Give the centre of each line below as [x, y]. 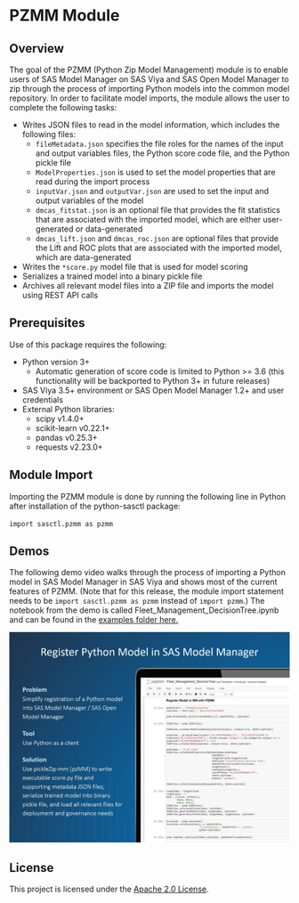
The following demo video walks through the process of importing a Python [148, 573]
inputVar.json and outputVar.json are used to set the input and [152, 191]
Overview [37, 49]
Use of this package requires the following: [88, 345]
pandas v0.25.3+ [66, 437]
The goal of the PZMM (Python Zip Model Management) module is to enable [149, 69]
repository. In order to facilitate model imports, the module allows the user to [149, 98]
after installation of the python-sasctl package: [95, 506]
